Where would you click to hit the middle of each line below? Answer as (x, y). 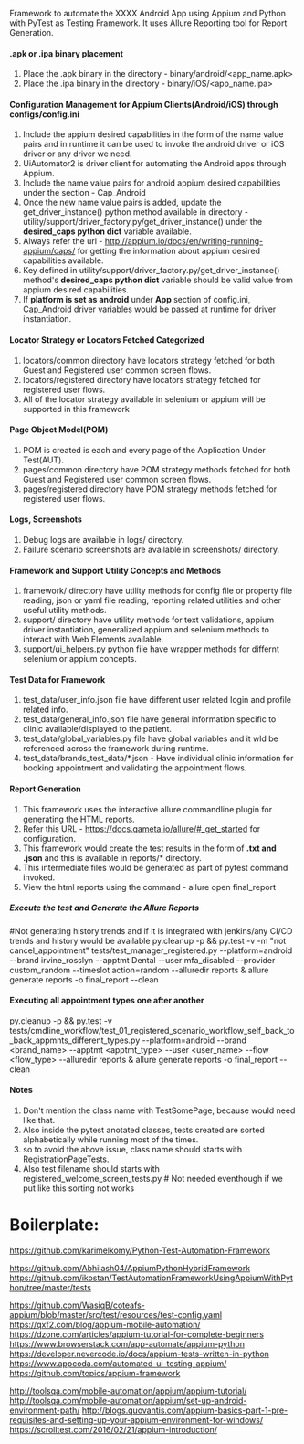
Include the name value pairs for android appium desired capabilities (152, 183)
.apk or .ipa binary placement (66, 53)
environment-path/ (45, 1410)
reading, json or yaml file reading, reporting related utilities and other (152, 600)
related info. (45, 710)
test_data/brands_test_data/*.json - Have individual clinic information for (158, 759)
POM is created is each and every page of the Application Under (144, 450)
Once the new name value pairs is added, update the (122, 202)
